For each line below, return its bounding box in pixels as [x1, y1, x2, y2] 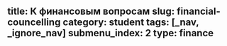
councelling [7, 17, 61, 29]
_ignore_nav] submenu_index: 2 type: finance [7, 27, 214, 39]
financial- [176, 6, 221, 17]
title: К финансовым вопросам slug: [7, 6, 175, 17]
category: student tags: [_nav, [62, 17, 199, 29]
